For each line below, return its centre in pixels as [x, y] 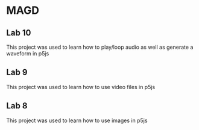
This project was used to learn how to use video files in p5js [81, 87]
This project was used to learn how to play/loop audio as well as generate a [100, 47]
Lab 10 [19, 33]
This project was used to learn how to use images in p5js [77, 120]
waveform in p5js [28, 54]
